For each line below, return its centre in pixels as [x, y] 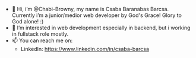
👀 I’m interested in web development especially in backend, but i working [101, 28]
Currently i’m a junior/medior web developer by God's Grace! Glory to [97, 15]
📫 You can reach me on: [42, 40]
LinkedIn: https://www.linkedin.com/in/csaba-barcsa [85, 49]
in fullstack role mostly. [40, 34]
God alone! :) [28, 21]
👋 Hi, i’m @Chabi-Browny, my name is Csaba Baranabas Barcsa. [90, 9]
